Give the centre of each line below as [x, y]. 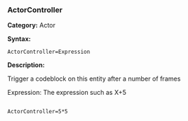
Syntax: [19, 39]
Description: [26, 65]
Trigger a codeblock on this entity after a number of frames [94, 79]
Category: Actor [31, 25]
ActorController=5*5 [38, 112]
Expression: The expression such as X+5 [67, 93]
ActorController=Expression [49, 52]
